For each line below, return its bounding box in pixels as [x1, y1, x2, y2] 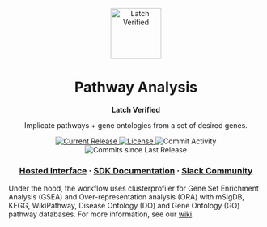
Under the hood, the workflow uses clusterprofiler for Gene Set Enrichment [8, 183, 259, 194]
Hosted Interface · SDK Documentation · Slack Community [19, 165, 253, 176]
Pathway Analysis [74, 78, 198, 96]
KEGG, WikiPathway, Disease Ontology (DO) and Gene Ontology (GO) [8, 201, 240, 211]
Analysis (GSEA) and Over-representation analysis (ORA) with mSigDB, [8, 192, 245, 202]
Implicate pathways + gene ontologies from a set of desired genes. [23, 120, 248, 130]
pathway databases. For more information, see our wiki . [8, 209, 194, 219]
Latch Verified [112, 105, 160, 114]
